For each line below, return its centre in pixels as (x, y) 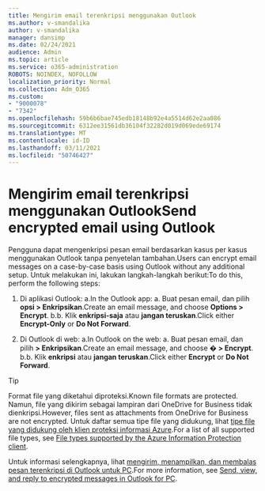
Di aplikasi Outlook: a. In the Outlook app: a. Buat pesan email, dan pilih (134, 299)
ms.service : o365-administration (63, 67)
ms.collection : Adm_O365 (49, 89)
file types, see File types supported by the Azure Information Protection (125, 438)
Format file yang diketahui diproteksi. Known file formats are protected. (123, 396)
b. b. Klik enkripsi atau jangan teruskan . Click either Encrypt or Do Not (134, 357)
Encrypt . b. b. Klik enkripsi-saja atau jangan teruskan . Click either (127, 315)
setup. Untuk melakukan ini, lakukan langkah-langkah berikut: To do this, (126, 275)
